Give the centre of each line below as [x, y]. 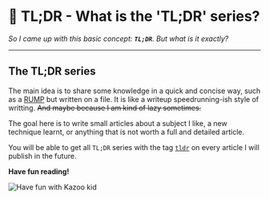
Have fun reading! [39, 171]
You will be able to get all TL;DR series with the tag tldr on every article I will [134, 147]
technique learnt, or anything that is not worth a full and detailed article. [126, 132]
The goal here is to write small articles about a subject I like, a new [118, 123]
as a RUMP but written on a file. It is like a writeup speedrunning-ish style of [134, 99]
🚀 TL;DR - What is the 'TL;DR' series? [134, 16]
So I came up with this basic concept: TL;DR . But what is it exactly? [118, 39]
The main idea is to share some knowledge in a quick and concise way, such [134, 91]
